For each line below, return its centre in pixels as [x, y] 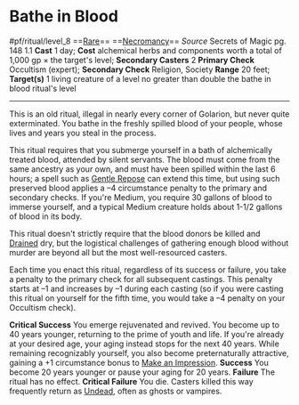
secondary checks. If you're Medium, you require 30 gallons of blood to [141, 197]
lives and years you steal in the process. [83, 133]
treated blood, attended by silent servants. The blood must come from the [145, 159]
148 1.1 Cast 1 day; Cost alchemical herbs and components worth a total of [145, 50]
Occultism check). [43, 307]
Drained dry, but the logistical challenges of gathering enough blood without [149, 243]
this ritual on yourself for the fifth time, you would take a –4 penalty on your [147, 298]
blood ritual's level [43, 88]
